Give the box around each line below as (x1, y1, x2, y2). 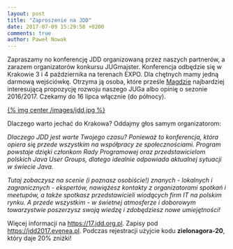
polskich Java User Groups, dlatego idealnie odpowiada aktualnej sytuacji (7, 155, 222, 164)
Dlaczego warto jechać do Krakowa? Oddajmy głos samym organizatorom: (7, 119, 222, 128)
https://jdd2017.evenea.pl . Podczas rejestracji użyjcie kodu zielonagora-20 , (7, 227, 225, 235)
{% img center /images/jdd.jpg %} (7, 106, 106, 114)
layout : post (7, 10, 45, 17)
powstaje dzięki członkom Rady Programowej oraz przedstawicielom (7, 148, 206, 156)
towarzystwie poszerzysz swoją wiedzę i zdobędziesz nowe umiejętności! (7, 206, 221, 214)
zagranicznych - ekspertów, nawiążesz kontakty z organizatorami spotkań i (7, 183, 227, 192)
